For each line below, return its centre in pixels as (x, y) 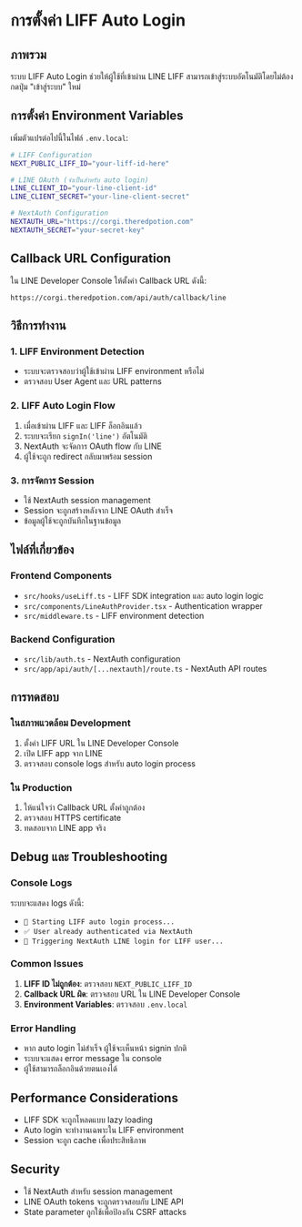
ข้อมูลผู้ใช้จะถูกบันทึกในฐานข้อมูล (72, 521)
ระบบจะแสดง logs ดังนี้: (47, 903)
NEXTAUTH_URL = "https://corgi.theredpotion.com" (102, 222)
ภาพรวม (29, 54)
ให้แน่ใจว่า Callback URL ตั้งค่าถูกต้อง (84, 807)
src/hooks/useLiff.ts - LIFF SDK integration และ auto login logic (144, 595)
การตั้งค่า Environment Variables (97, 116)
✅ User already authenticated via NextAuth (108, 931)
